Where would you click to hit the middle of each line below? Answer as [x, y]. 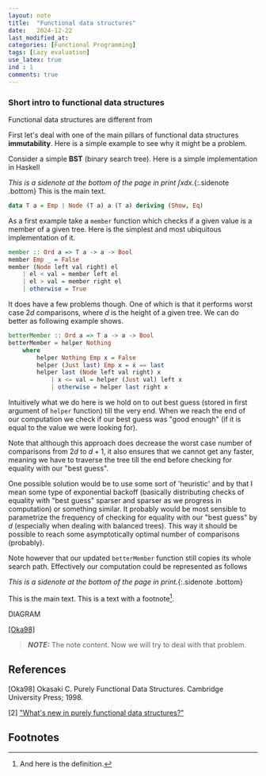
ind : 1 [21, 67]
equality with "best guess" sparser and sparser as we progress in [115, 501]
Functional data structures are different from [80, 119]
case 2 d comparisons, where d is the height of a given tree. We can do [124, 313]
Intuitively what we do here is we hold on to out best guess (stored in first [128, 402]
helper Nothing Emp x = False [86, 358]
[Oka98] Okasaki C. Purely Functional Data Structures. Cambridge [116, 689]
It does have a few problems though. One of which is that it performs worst [131, 304]
